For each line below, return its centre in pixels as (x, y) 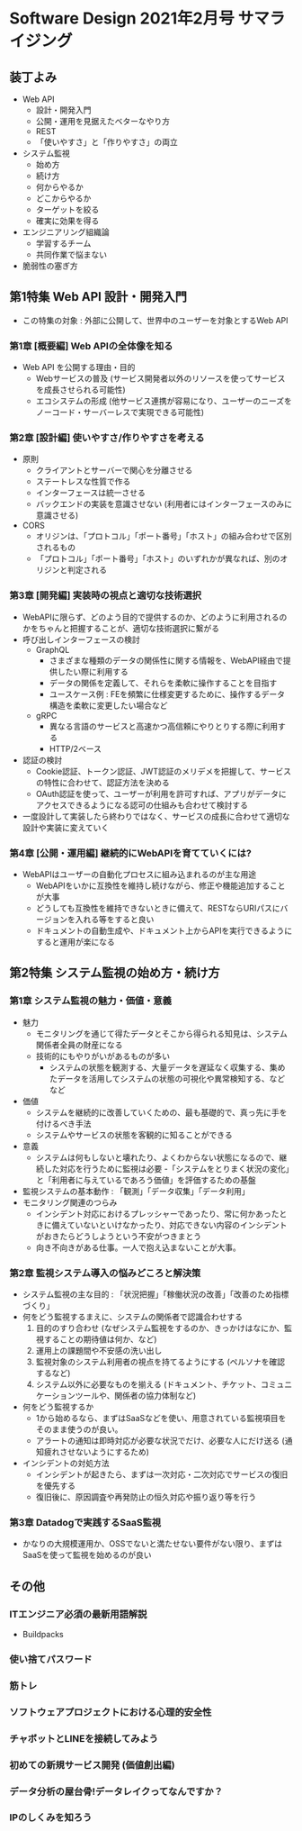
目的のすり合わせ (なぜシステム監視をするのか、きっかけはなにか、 (160, 1328)
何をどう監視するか (58, 1407)
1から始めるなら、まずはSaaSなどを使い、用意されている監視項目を (161, 1418)
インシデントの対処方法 (66, 1463)
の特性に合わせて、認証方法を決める (102, 782)
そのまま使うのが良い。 (79, 1429)
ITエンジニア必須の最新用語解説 (78, 1614)
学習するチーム (63, 243)
